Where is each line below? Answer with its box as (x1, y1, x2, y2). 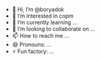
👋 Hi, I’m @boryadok (12, 6, 64, 13)
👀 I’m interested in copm (12, 12, 74, 20)
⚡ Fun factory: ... (12, 48, 54, 55)
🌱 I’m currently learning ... (12, 19, 78, 26)
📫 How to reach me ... (12, 32, 69, 39)
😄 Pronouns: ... (12, 41, 52, 48)
